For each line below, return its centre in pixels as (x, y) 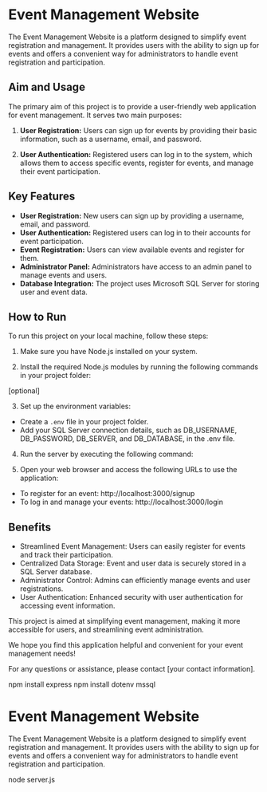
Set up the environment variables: (75, 406)
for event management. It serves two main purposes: (95, 115)
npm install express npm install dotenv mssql (82, 684)
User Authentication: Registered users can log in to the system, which (136, 154)
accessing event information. (67, 606)
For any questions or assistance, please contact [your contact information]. (132, 669)
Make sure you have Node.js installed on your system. (108, 352)
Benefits (30, 527)
